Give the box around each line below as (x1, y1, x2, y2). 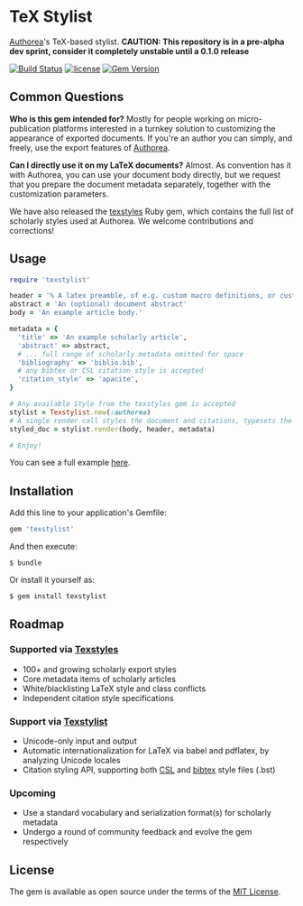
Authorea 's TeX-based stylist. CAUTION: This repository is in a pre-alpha (9, 36, 285, 47)
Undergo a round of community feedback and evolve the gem (22, 827, 252, 837)
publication (9, 123, 51, 134)
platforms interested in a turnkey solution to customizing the (52, 123, 277, 134)
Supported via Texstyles (9, 643, 119, 656)
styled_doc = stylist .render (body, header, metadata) (9, 424, 216, 434)
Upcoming (9, 787, 56, 800)
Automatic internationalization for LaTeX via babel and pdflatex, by (22, 745, 270, 756)
